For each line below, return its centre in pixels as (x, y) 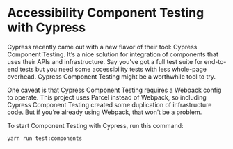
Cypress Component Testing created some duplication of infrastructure (110, 104)
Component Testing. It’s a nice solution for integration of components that (113, 54)
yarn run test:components (45, 138)
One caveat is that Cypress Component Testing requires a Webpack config (114, 90)
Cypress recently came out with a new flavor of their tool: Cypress (102, 47)
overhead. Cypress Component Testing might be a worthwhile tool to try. (112, 76)
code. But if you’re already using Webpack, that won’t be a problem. (105, 112)
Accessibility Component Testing (106, 13)
